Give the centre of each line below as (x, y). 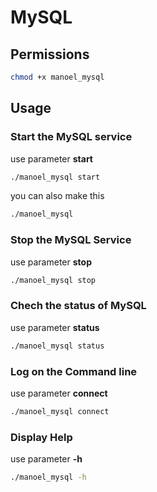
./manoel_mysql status (57, 346)
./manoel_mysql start (55, 177)
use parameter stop (51, 262)
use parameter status (55, 327)
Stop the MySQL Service (71, 240)
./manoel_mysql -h (48, 477)
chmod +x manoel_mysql (57, 77)
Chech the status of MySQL (78, 306)
